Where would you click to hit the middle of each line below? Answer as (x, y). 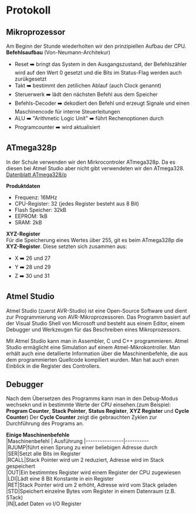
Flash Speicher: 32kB (40, 210)
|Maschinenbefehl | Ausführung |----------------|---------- (77, 441)
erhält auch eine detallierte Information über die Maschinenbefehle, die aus (97, 353)
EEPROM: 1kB (31, 216)
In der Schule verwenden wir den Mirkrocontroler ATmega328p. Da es (91, 162)
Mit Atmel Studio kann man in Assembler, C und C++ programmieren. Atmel (97, 341)
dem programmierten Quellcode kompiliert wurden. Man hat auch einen (92, 359)
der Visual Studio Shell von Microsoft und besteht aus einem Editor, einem (95, 323)
